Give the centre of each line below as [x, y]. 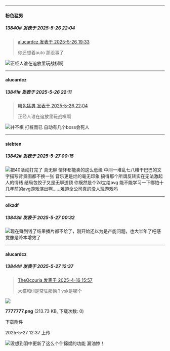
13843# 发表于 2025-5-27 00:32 [40, 217]
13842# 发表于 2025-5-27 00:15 [40, 156]
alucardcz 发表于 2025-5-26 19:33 [54, 41]
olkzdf [12, 205]
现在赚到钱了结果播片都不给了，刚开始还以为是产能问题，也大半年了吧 [83, 231]
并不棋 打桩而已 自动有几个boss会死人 [50, 127]
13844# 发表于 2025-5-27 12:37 [39, 267]
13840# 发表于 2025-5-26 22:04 [40, 28]
